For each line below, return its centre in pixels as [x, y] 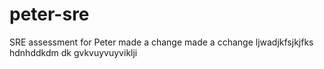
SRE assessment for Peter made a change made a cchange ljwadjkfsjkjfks [161, 42]
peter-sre [49, 14]
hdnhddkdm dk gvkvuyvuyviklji [73, 52]
